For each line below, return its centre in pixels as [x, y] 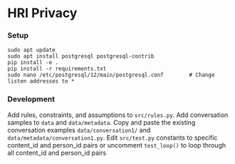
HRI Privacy [42, 13]
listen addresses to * [41, 81]
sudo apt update [31, 50]
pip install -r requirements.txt [57, 69]
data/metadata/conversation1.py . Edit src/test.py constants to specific [113, 138]
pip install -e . [33, 63]
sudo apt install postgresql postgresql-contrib [81, 56]
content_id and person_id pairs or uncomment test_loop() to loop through [117, 145]
